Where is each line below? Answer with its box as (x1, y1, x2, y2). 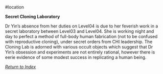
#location (5, 4, 24, 10)
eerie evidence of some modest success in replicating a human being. (5, 54, 147, 60)
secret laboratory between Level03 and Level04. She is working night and (5, 28, 154, 34)
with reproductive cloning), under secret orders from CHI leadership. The (5, 39, 153, 45)
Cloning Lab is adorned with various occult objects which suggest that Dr (5, 44, 153, 49)
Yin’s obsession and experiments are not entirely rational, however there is (5, 49, 155, 55)
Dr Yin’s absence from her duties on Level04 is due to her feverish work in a (5, 23, 158, 29)
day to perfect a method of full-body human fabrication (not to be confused (5, 34, 158, 39)
